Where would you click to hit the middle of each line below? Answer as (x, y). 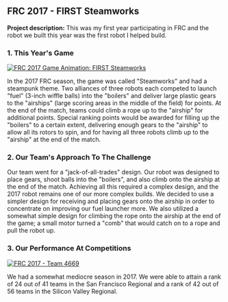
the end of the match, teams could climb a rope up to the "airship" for (105, 111)
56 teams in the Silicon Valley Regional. (62, 291)
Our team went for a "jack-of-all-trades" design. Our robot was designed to (113, 172)
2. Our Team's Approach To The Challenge (79, 157)
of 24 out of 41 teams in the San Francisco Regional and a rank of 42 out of (113, 283)
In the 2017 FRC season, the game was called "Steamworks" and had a (107, 81)
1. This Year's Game (40, 53)
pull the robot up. (31, 231)
